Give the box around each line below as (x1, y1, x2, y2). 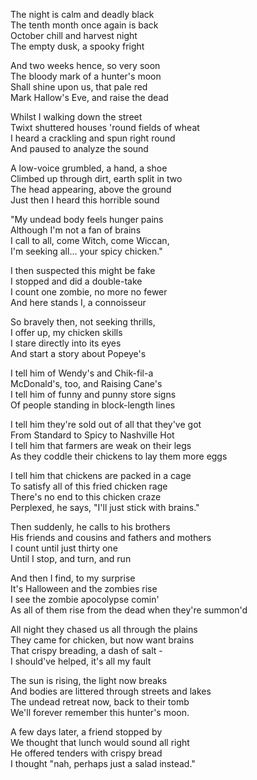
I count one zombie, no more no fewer (10, 286, 168, 298)
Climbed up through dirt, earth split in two (10, 173, 183, 184)
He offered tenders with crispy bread (10, 747, 163, 759)
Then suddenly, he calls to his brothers (10, 521, 171, 533)
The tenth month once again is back (10, 19, 159, 31)
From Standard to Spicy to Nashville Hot (10, 429, 175, 441)
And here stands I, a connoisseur (10, 297, 147, 308)
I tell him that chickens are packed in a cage (10, 470, 192, 481)
